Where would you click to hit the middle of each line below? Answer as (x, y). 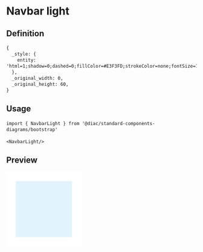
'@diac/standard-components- (118, 123)
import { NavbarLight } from (43, 123)
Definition (25, 34)
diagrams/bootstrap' (32, 129)
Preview (22, 160)
